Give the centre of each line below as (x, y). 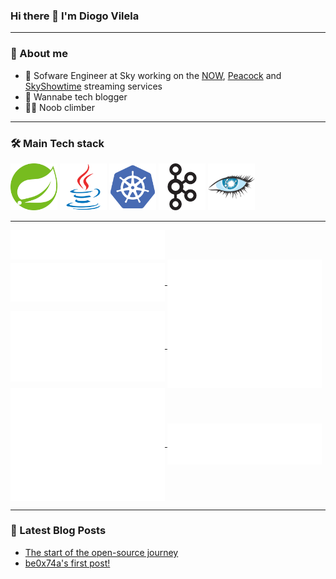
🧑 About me (39, 54)
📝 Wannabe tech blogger (76, 96)
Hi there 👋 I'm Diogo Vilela (75, 16)
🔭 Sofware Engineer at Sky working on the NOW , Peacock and (153, 75)
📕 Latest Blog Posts (58, 531)
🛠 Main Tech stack (57, 143)
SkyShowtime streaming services (93, 86)
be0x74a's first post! (67, 563)
